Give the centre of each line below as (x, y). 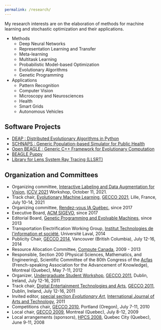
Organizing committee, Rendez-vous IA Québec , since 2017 (72, 208)
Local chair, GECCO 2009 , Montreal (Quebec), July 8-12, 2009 (75, 312)
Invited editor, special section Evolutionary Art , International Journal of (83, 296)
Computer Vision (36, 90)
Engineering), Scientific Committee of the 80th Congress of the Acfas (82, 260)
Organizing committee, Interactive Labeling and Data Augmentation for (83, 187)
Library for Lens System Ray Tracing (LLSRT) (57, 160)
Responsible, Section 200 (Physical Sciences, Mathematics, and (77, 255)
